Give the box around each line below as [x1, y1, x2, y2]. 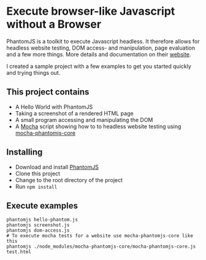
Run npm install [15, 183, 58, 190]
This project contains [6, 87, 90, 97]
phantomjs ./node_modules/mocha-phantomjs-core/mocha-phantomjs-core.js [6, 243, 196, 250]
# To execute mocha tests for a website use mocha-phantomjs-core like [6, 233, 193, 239]
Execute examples [6, 201, 78, 211]
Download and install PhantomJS [15, 163, 99, 170]
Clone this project [15, 170, 60, 177]
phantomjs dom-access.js [6, 227, 70, 234]
